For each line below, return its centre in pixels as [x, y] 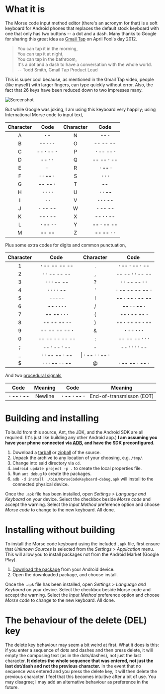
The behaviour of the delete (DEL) [76, 620]
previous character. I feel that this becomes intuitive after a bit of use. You [81, 677]
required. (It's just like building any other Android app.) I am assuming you [81, 437]
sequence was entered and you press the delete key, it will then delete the [81, 671]
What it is [25, 9]
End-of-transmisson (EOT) [122, 396]
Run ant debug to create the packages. [52, 473]
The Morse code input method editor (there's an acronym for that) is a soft [82, 23]
